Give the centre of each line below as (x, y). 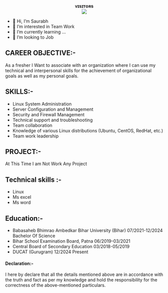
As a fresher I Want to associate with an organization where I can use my (80, 65)
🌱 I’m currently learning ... (39, 32)
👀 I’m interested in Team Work (43, 26)
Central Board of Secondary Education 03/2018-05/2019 (71, 247)
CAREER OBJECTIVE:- (41, 53)
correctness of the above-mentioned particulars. (56, 285)
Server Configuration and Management (53, 109)
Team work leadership (35, 136)
